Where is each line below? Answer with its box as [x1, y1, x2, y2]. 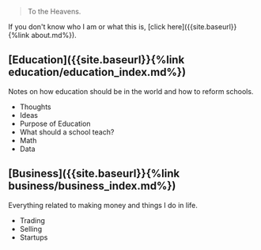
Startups [19, 233, 48, 242]
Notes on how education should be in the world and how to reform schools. [8, 86, 254, 96]
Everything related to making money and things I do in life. [8, 200, 198, 210]
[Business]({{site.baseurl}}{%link [8, 167, 180, 180]
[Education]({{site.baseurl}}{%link [8, 53, 185, 66]
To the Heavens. [27, 7, 81, 16]
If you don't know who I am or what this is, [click [8, 22, 166, 31]
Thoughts [19, 102, 51, 112]
